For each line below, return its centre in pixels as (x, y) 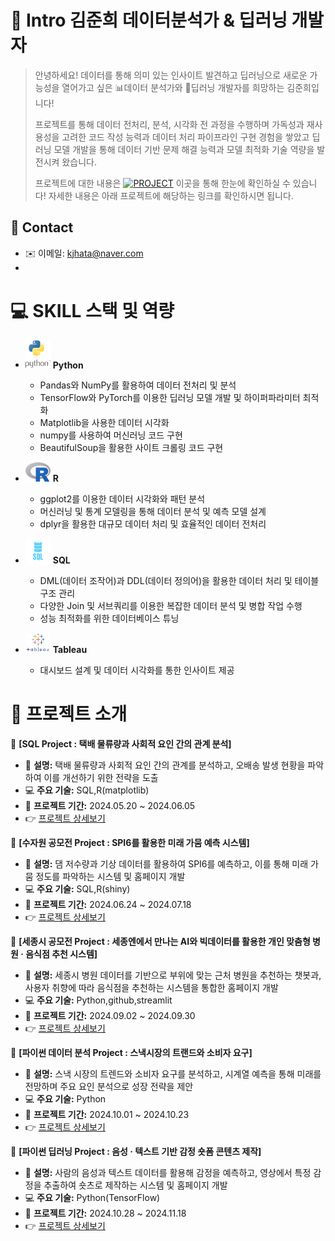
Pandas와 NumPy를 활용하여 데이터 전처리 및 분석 (138, 385)
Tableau (70, 650)
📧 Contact (42, 227)
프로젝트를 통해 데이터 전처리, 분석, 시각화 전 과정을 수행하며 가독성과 (169, 124)
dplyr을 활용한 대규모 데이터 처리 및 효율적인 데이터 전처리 (153, 524)
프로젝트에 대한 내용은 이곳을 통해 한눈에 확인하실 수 (162, 183)
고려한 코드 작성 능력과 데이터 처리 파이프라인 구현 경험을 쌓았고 (185, 137)
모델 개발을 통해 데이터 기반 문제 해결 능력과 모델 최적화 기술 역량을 (184, 149)
